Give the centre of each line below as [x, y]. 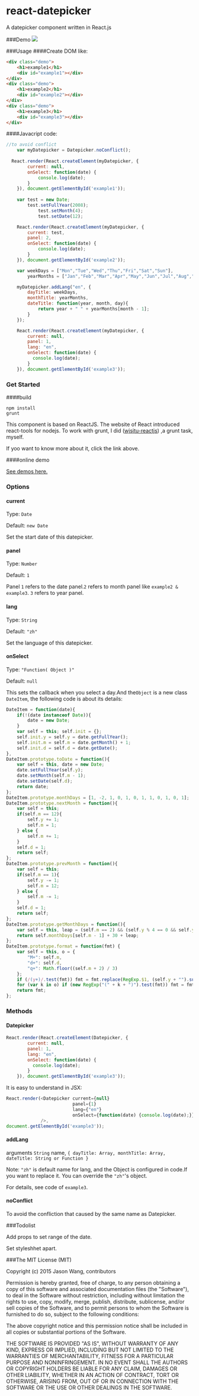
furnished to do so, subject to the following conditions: [73, 1314]
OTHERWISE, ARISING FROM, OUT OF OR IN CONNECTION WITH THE [92, 1381]
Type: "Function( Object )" [40, 669]
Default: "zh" [22, 631]
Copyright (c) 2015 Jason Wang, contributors [61, 1271]
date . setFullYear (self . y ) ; [50, 770]
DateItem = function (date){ [41, 709]
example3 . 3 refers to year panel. [45, 593]
